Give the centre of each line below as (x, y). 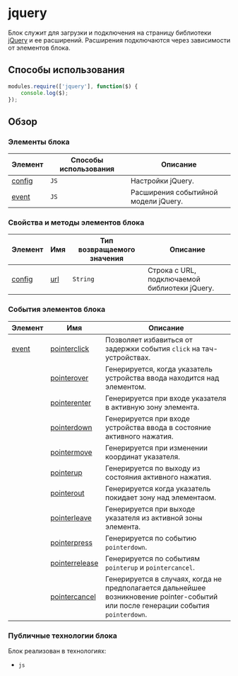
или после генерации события (158, 605)
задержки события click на (153, 349)
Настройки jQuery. (162, 181)
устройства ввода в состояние (158, 427)
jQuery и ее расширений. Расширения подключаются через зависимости (119, 40)
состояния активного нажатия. (158, 477)
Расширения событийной (174, 193)
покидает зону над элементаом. (161, 497)
